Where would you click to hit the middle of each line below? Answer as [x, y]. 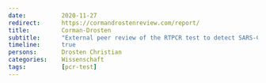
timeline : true [42, 45]
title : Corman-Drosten [60, 30]
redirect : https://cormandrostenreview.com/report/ [104, 23]
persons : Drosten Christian [65, 52]
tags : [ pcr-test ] [53, 67]
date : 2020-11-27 [53, 15]
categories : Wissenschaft [56, 60]
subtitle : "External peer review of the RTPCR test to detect [122, 38]
